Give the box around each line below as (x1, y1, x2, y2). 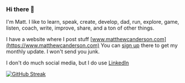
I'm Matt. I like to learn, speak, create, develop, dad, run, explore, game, (6, 19, 180, 26)
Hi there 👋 (6, 5, 35, 13)
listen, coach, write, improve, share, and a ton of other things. (6, 24, 155, 31)
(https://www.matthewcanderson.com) (6, 42, 100, 49)
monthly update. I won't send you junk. (6, 48, 100, 55)
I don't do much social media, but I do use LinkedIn (6, 59, 129, 66)
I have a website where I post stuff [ (6, 36, 92, 43)
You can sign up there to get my (100, 42, 178, 49)
